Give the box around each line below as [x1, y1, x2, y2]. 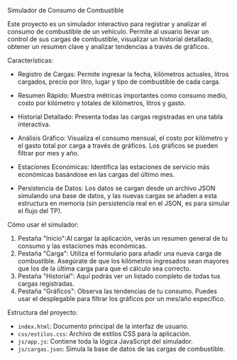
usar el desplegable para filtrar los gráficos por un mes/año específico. [17, 295, 226, 302]
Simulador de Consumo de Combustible [7, 6, 124, 14]
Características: [7, 56, 54, 65]
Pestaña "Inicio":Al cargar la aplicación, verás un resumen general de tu [17, 234, 228, 242]
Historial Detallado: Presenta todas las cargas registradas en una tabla [17, 113, 224, 121]
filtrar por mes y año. [17, 149, 79, 157]
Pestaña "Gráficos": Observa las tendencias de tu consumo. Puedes [17, 287, 218, 295]
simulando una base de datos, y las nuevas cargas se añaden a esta [17, 192, 218, 200]
